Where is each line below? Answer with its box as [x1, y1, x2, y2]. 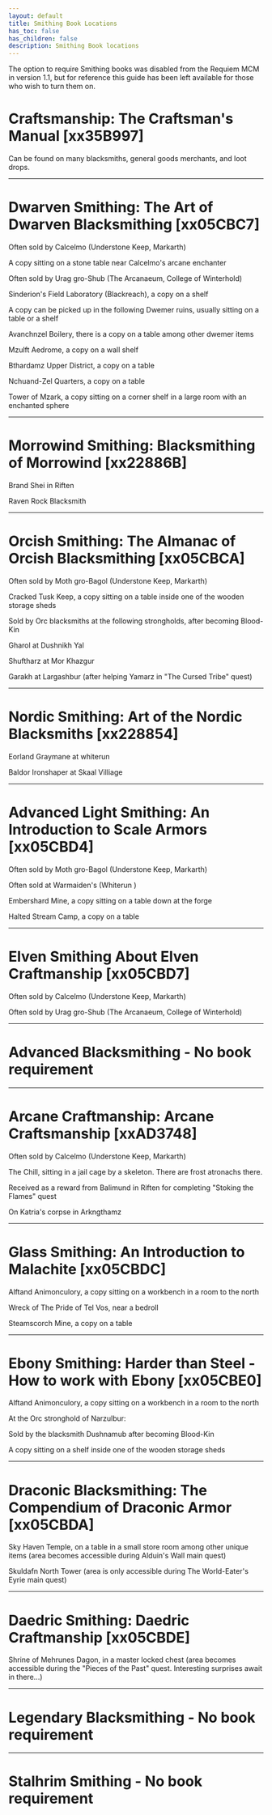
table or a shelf [8, 313, 59, 323]
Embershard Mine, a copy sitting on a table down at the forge [8, 895, 213, 905]
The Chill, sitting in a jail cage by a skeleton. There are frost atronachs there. [8, 1167, 263, 1176]
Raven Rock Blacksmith [8, 495, 87, 506]
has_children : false [8, 34, 79, 43]
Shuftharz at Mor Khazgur [8, 656, 95, 665]
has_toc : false [8, 27, 60, 35]
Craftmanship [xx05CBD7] [8, 964, 190, 983]
